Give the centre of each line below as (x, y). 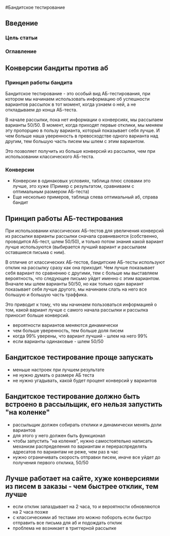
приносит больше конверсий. (37, 316)
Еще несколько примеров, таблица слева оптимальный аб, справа (85, 197)
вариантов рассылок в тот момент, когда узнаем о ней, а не (71, 104)
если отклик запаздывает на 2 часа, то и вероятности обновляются (86, 506)
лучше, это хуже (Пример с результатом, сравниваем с (73, 186)
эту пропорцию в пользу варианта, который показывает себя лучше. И (82, 130)
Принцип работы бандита (39, 82)
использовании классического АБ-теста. (50, 156)
